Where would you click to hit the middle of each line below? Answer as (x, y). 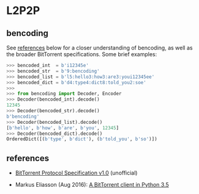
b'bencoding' (23, 117)
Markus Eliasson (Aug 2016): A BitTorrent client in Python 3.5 (92, 185)
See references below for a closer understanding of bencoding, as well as (99, 48)
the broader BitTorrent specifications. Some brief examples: (82, 54)
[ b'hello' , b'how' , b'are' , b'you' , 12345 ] (63, 128)
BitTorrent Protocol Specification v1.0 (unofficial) (76, 173)
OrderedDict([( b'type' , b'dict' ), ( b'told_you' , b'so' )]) (82, 139)
